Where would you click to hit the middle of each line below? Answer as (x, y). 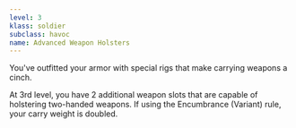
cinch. (21, 78)
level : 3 (26, 17)
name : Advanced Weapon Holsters (70, 43)
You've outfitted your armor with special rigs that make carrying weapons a (148, 68)
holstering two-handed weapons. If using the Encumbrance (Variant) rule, (145, 105)
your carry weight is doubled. (64, 114)
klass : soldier (38, 26)
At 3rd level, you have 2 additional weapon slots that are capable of (134, 95)
